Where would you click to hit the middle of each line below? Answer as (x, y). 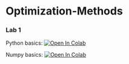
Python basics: (24, 43)
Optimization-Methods (64, 11)
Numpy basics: (24, 55)
